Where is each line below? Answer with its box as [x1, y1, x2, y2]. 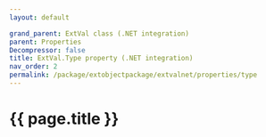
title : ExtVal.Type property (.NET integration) [9, 54, 194, 63]
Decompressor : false [9, 45, 87, 54]
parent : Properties [9, 37, 82, 46]
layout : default [9, 12, 70, 22]
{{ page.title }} [9, 109, 120, 129]
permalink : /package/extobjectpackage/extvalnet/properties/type [9, 70, 257, 80]
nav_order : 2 [9, 62, 58, 71]
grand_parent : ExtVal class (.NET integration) [9, 28, 190, 38]
